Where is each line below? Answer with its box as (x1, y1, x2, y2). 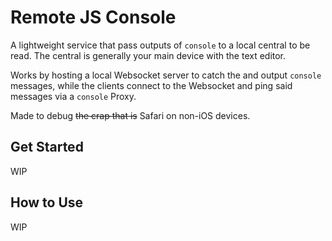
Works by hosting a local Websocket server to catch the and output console (10, 69, 322, 81)
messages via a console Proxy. (10, 90, 137, 102)
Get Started (10, 139, 84, 156)
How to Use (10, 194, 84, 211)
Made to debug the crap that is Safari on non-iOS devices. (10, 109, 251, 121)
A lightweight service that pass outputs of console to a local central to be (10, 39, 311, 51)
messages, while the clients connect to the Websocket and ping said (10, 79, 293, 91)
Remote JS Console (10, 6, 177, 29)
